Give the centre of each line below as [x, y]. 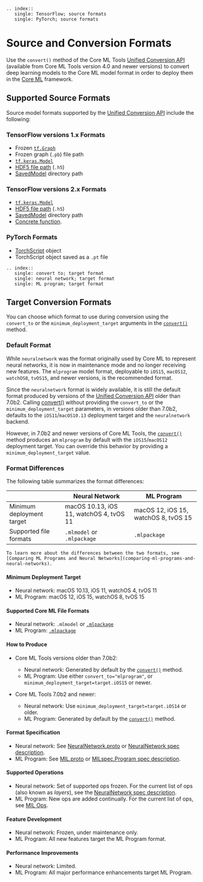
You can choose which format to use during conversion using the [88, 317]
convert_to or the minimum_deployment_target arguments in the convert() [97, 323]
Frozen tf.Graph [35, 148]
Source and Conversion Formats [89, 43]
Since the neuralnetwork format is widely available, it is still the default [94, 389]
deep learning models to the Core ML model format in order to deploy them [100, 72]
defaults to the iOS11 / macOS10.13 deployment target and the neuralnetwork [98, 415]
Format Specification [33, 732]
